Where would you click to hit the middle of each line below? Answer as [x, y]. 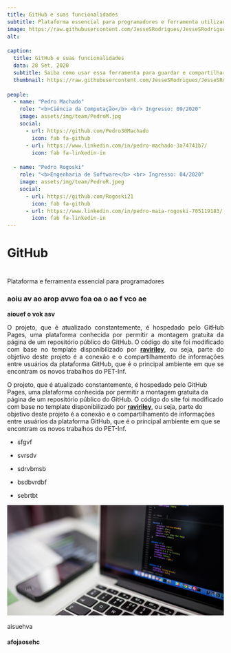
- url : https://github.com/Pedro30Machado [87, 131]
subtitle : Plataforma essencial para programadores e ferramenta [102, 22]
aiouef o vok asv [31, 314]
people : [18, 94]
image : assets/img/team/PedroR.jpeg [72, 182]
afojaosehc [23, 642]
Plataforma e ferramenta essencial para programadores [86, 281]
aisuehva [20, 626]
